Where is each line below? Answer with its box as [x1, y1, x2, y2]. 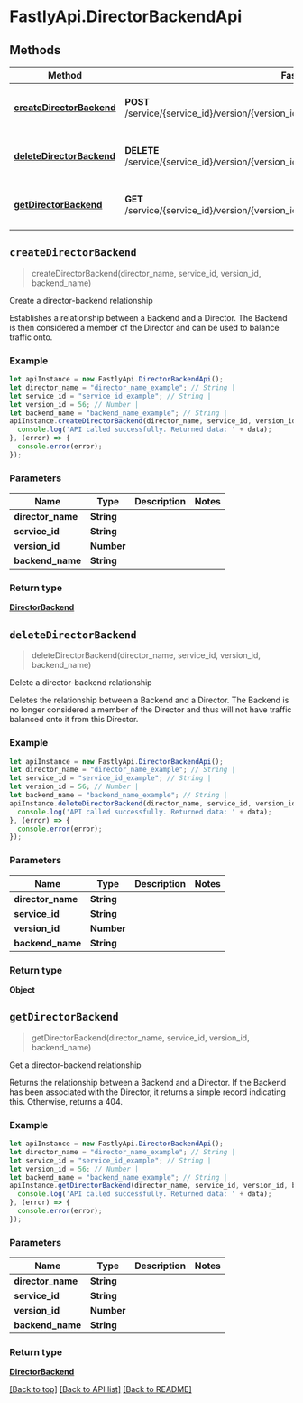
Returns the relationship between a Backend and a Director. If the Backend [9, 1077, 287, 1088]
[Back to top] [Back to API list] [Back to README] [9, 1384, 192, 1395]
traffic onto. [9, 332, 53, 343]
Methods [9, 42, 61, 58]
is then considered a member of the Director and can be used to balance [9, 322, 280, 333]
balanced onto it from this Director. [9, 714, 139, 725]
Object [9, 984, 36, 995]
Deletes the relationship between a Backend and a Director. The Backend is [9, 694, 289, 706]
